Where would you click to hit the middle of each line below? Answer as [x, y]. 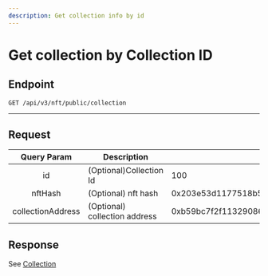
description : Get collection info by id [77, 16]
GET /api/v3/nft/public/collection [67, 103]
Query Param [46, 157]
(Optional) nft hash [123, 194]
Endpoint [31, 85]
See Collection [32, 264]
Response [34, 244]
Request [30, 135]
